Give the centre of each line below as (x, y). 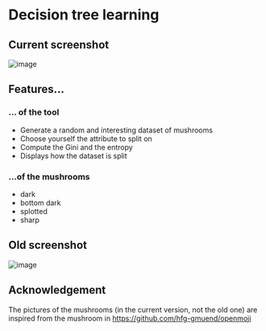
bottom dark (40, 203)
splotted (34, 211)
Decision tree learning (84, 15)
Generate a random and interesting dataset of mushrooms (116, 130)
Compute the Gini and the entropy (76, 147)
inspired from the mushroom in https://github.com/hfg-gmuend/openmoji (130, 318)
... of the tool (34, 112)
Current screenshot (59, 45)
